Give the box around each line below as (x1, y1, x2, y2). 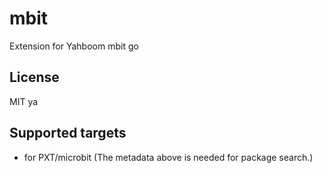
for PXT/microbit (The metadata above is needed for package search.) (23, 151, 314, 163)
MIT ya (9, 95, 39, 107)
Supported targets (9, 125, 127, 142)
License (9, 69, 60, 86)
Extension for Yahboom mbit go (9, 40, 139, 52)
